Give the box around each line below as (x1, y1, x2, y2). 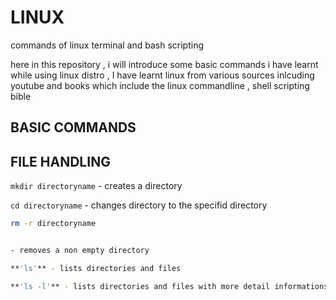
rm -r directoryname (10, 219, 97, 229)
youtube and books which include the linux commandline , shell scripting (10, 79, 310, 91)
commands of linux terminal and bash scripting (10, 39, 204, 51)
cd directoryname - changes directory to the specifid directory (10, 199, 268, 211)
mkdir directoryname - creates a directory (10, 180, 183, 192)
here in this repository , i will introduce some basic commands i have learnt (10, 58, 319, 70)
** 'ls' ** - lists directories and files (10, 263, 182, 273)
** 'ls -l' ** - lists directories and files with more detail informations (10, 281, 329, 291)
